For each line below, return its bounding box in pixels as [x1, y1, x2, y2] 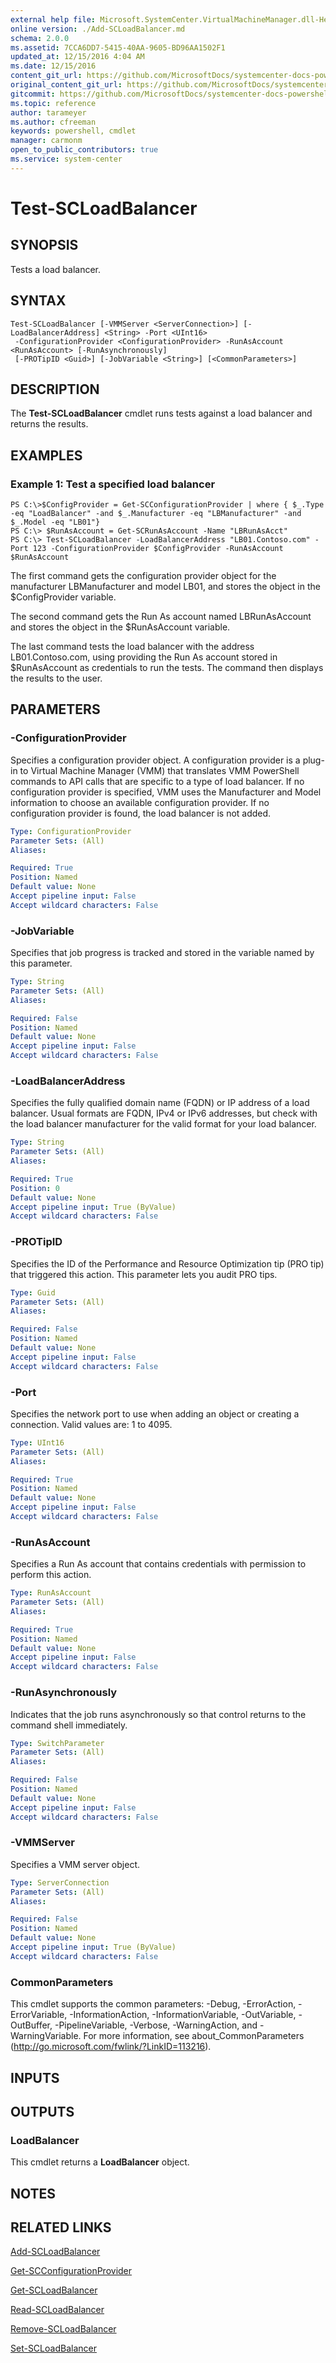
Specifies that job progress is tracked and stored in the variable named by [10, 947, 315, 959]
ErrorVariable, [10, 2009, 68, 2021]
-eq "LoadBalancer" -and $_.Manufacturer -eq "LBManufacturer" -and [10, 509, 302, 519]
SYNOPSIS [10, 237, 79, 254]
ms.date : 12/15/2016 [10, 61, 97, 71]
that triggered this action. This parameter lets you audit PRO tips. [10, 1268, 278, 1280]
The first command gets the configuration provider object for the [10, 570, 277, 582]
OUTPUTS [10, 2103, 75, 2120]
